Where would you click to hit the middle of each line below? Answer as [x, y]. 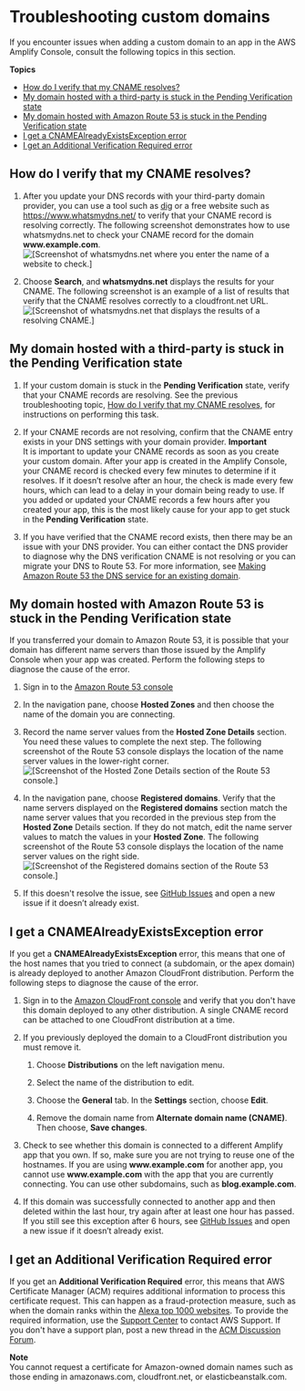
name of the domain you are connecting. [99, 714]
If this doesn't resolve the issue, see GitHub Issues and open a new [149, 893]
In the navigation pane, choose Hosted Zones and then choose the [148, 705]
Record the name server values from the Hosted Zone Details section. [154, 732]
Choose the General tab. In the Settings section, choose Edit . [152, 1100]
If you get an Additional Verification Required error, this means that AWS [147, 1282]
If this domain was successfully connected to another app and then [149, 1202]
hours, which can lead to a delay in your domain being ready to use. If [153, 490]
